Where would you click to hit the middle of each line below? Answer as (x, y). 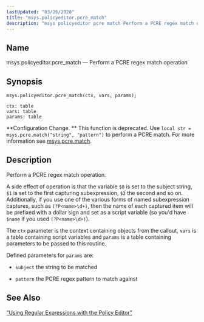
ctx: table (20, 106)
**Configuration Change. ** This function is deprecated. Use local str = (99, 128)
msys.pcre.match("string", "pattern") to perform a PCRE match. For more (100, 135)
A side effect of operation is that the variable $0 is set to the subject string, (99, 187)
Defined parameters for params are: (50, 255)
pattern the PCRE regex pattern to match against (76, 279)
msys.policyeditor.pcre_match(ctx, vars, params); (72, 95)
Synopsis (24, 82)
